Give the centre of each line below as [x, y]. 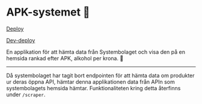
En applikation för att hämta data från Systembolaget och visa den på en [96, 52]
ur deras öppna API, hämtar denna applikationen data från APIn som [91, 82]
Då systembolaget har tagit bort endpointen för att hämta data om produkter [100, 75]
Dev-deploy [21, 40]
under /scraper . [26, 94]
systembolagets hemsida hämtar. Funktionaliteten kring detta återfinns [93, 88]
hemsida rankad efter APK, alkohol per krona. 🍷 [65, 58]
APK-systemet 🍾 [48, 12]
